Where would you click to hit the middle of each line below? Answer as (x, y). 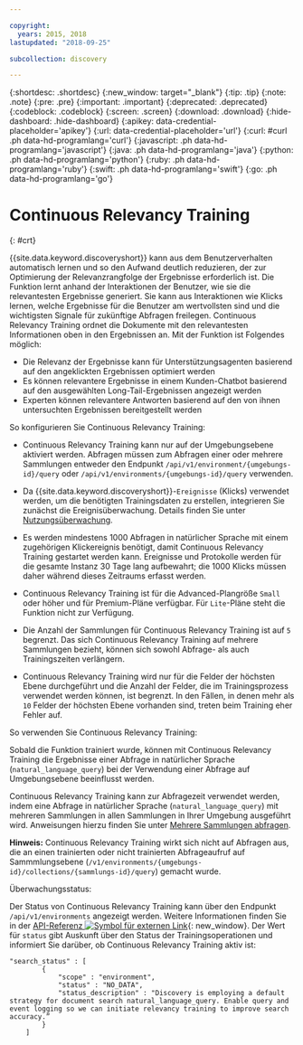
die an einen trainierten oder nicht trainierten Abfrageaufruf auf (128, 852)
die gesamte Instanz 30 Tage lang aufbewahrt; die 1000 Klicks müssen (154, 567)
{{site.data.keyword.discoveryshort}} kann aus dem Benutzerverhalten (141, 258)
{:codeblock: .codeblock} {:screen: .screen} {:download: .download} (137, 112)
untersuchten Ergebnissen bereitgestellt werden (112, 410)
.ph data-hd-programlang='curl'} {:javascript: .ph (101, 140)
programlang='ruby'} (48, 169)
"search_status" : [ (48, 962)
